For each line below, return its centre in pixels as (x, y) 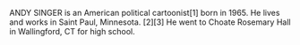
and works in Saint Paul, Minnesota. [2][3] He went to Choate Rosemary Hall (150, 22)
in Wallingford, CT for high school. (73, 31)
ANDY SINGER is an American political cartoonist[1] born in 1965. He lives (145, 13)
